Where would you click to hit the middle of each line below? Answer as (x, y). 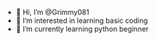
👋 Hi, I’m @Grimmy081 (53, 12)
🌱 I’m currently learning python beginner (82, 29)
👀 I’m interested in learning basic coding (82, 20)
